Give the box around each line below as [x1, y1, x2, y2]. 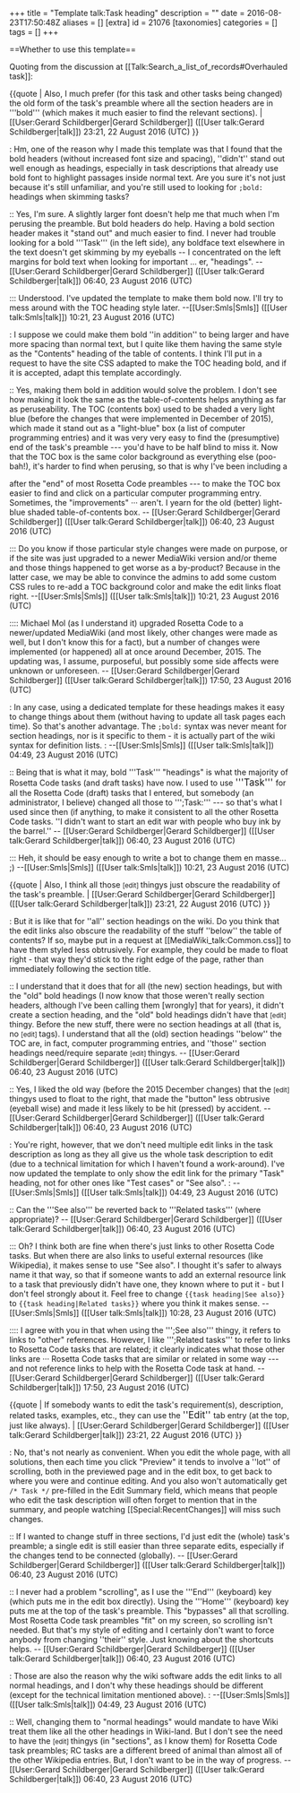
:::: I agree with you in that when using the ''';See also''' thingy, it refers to [9, 1325, 281, 1335]
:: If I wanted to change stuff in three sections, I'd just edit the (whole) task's [9, 1531, 290, 1541]
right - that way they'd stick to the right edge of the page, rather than [9, 954, 264, 965]
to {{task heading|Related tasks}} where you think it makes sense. [9, 1298, 261, 1308]
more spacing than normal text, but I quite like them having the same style [9, 339, 282, 349]
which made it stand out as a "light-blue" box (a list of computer [9, 423, 246, 433]
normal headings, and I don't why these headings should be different [9, 1680, 264, 1691]
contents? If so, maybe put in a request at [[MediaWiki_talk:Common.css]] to [9, 935, 291, 945]
